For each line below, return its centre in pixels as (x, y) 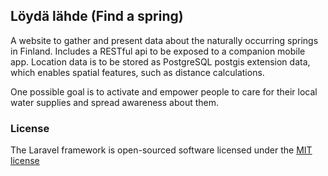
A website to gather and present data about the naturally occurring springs (164, 40)
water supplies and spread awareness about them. (114, 102)
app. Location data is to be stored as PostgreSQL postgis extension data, (160, 61)
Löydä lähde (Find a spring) (97, 16)
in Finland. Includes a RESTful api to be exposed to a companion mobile (158, 51)
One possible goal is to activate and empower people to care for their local (164, 91)
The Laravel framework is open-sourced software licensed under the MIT (161, 150)
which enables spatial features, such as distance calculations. (137, 72)
